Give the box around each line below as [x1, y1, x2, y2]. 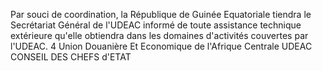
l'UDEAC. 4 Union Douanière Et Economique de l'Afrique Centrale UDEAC [10, 40, 313, 52]
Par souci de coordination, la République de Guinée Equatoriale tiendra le [10, 9, 312, 20]
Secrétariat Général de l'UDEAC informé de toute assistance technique [10, 19, 302, 31]
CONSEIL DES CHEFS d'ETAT [10, 51, 132, 63]
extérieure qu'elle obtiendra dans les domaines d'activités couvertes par [10, 30, 309, 41]
